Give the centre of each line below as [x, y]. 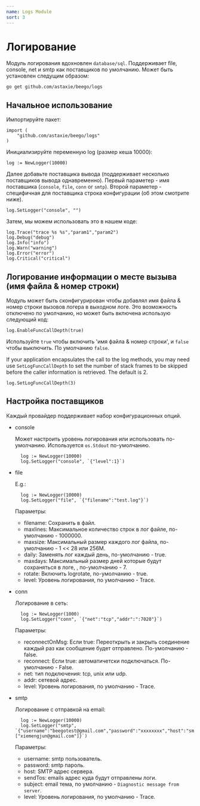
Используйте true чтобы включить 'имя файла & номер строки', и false [98, 342]
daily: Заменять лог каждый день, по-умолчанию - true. [95, 554]
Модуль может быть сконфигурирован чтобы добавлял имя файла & [93, 301]
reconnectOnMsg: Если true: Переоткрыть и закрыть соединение [107, 642]
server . [33, 790]
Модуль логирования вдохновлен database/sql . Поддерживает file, [92, 63]
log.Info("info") [28, 243]
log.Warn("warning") [32, 248]
